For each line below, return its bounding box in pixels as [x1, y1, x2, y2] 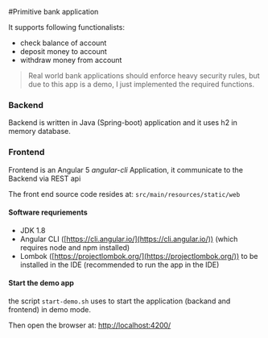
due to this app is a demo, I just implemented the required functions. [27, 80, 255, 89]
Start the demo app [8, 278, 75, 288]
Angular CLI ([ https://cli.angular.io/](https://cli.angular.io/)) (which [19, 234, 238, 244]
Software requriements [8, 207, 89, 217]
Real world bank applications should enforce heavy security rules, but [27, 71, 260, 80]
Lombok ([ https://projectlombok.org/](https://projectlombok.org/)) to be [19, 251, 258, 261]
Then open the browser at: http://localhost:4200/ [8, 320, 171, 330]
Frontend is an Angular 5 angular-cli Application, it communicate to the [8, 165, 244, 174]
